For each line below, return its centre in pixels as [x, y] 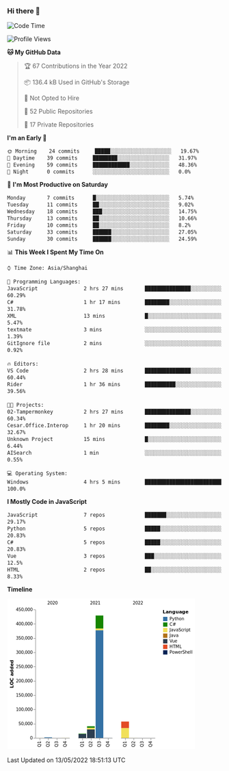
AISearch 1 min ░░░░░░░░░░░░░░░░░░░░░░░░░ [114, 453]
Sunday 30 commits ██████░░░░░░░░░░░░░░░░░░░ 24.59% [102, 239]
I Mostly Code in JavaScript [47, 502]
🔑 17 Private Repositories [59, 125]
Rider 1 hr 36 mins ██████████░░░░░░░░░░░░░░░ [114, 385]
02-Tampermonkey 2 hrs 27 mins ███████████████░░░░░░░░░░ [114, 412]
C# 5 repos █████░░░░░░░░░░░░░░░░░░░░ [114, 543]
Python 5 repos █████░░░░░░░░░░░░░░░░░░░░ [114, 529]
